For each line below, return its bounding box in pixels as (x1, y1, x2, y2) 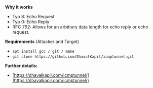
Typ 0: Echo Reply (12, 19, 50, 24)
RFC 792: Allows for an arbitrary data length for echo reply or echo (12, 24, 149, 30)
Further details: (5, 63, 38, 68)
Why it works (5, 4, 33, 10)
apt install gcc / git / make (12, 49, 75, 54)
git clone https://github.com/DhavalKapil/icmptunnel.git (12, 54, 134, 59)
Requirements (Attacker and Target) (5, 39, 79, 44)
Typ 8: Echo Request (12, 14, 55, 19)
